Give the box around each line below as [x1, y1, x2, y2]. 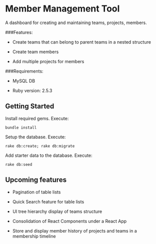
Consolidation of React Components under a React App [12, 218, 127, 224]
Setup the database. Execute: [5, 134, 66, 140]
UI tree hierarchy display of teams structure [12, 208, 102, 214]
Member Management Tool [5, 3, 120, 15]
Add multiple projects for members [12, 58, 84, 64]
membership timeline [12, 233, 56, 239]
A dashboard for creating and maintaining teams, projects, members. [5, 20, 147, 26]
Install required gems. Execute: [5, 115, 69, 121]
